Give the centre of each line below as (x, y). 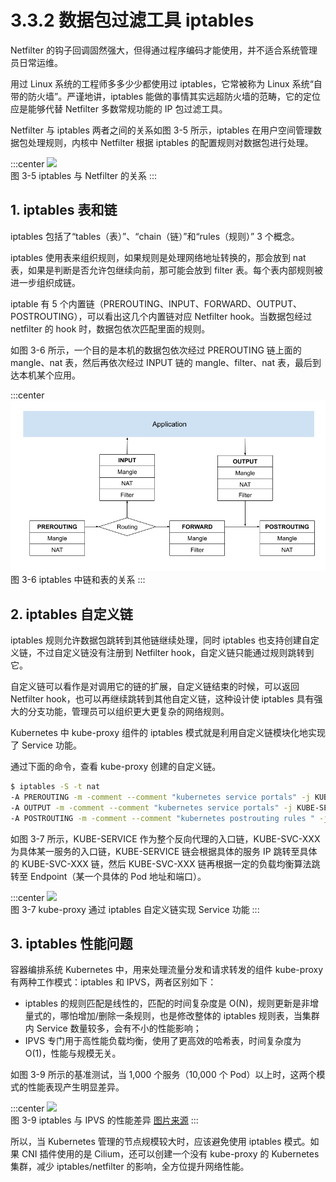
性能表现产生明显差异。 (76, 1087)
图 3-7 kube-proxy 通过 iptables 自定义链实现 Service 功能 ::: (135, 909)
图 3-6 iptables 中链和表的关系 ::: (78, 580)
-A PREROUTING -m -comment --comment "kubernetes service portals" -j (160, 797)
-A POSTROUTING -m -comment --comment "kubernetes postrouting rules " (162, 818)
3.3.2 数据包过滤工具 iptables (132, 20)
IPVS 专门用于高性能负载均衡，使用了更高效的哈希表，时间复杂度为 (163, 1041)
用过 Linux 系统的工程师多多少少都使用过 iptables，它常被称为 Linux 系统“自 (166, 83)
